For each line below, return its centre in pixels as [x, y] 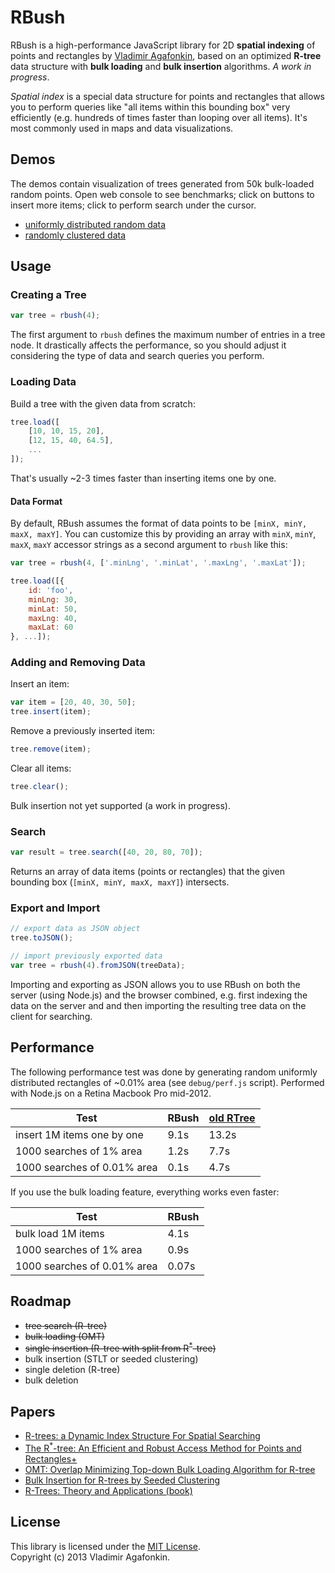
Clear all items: [41, 768]
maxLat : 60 [51, 627]
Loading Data [43, 382]
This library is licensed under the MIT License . [105, 1546]
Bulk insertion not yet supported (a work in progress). [120, 805]
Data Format [36, 501]
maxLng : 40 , [53, 618]
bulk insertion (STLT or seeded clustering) [111, 1359]
